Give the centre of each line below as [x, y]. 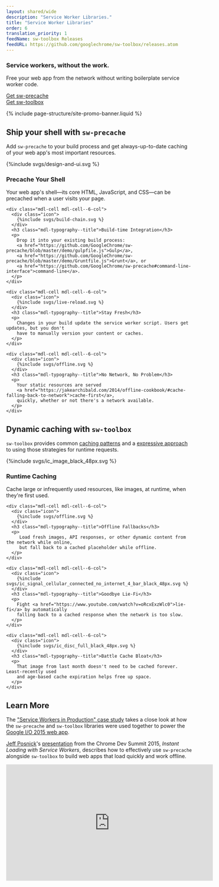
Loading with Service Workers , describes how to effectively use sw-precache [99, 750]
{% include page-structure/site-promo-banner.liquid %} [74, 113]
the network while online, [39, 542]
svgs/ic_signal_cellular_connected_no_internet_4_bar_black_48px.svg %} [97, 584]
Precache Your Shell [36, 179]
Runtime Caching [32, 476]
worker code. [22, 85]
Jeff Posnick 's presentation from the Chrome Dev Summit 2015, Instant [93, 744]
